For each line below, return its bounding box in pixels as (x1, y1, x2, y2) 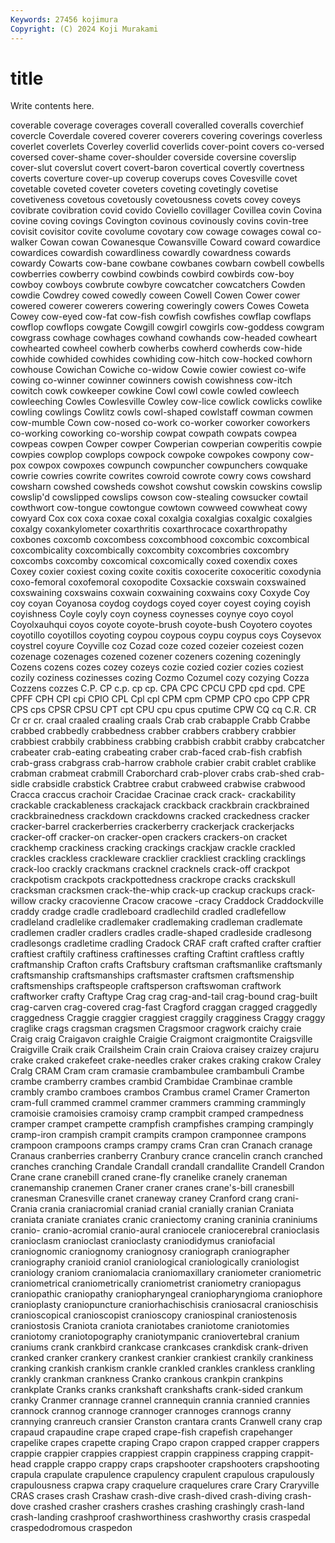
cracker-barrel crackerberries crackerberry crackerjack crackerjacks (10, 821, 295, 833)
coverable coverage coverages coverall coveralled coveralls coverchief (10, 119, 305, 131)
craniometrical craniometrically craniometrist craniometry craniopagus (10, 1277, 302, 1290)
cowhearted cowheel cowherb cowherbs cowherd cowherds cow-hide (10, 342, 303, 355)
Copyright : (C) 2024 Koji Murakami (10, 24, 159, 34)
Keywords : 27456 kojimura (10, 14, 118, 25)
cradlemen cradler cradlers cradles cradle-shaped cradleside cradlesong (10, 927, 312, 939)
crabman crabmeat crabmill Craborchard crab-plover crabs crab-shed (10, 767, 300, 780)
